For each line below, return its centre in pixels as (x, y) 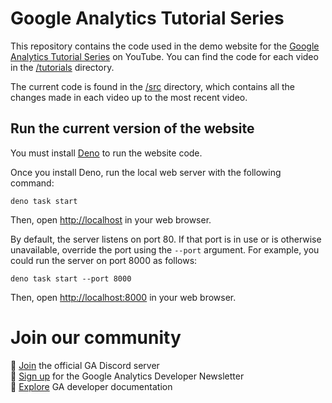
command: (32, 183)
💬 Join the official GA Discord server (85, 365)
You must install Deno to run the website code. (106, 153)
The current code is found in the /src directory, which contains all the (152, 86)
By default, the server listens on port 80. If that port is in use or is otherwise (166, 239)
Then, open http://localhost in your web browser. (111, 219)
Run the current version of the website (132, 128)
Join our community (96, 337)
